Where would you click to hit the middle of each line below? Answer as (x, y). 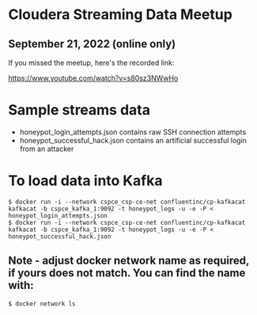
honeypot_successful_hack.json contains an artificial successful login (133, 140)
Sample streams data (79, 110)
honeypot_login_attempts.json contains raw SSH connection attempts (133, 131)
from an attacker (47, 149)
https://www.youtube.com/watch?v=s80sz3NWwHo (93, 78)
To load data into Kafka (85, 181)
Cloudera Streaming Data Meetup (121, 15)
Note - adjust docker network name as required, (129, 261)
